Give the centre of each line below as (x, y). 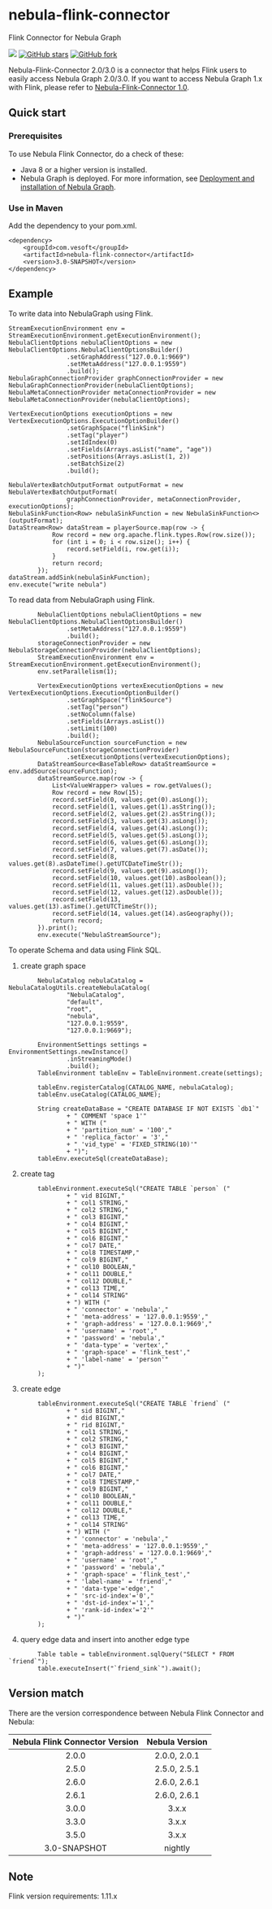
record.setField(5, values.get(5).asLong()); (130, 835)
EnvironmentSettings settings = (93, 1044)
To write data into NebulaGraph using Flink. (81, 313)
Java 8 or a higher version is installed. (84, 169)
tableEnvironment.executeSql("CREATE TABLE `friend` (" (134, 1403)
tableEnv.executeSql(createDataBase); (103, 1158)
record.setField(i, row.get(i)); (123, 549)
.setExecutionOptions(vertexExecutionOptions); (148, 757)
